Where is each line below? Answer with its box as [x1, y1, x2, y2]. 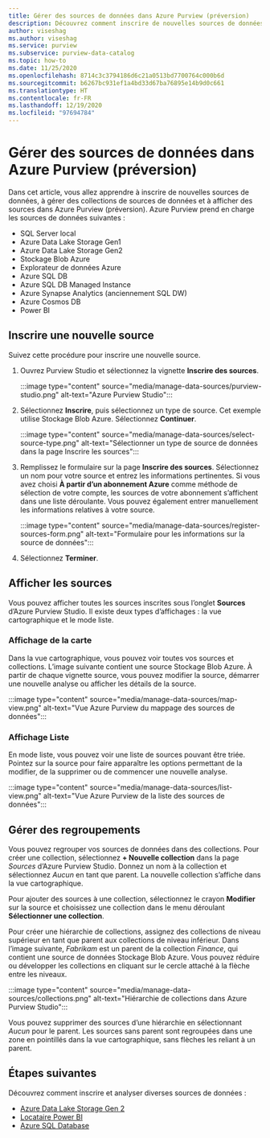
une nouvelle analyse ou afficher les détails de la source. [8, 679, 197, 688]
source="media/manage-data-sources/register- [101, 520, 260, 530]
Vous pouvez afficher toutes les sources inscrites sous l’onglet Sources [8, 598, 246, 607]
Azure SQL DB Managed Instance [19, 279, 131, 290]
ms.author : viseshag [8, 34, 78, 43]
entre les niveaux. [8, 969, 67, 979]
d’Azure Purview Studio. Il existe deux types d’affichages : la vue [8, 606, 223, 616]
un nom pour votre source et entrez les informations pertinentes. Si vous [19, 470, 260, 480]
